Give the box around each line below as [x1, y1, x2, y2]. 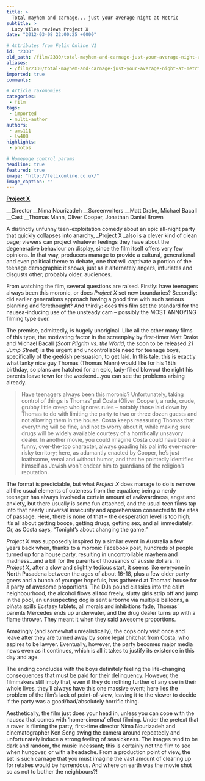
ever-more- [168, 442, 198, 450]
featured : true [6, 167, 45, 173]
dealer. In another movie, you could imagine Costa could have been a [21, 436, 196, 444]
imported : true [6, 71, 45, 77]
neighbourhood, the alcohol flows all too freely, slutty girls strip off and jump [6, 590, 199, 597]
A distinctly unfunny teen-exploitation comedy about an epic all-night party [6, 226, 195, 233]
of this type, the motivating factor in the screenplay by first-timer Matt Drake [6, 334, 198, 341]
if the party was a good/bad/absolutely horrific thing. [6, 698, 140, 705]
